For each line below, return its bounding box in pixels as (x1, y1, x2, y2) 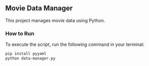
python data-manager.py (5, 55, 56, 61)
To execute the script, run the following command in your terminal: (5, 41, 145, 47)
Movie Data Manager (5, 4, 73, 13)
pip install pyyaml (5, 51, 47, 56)
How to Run (5, 30, 35, 37)
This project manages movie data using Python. (5, 17, 105, 23)
